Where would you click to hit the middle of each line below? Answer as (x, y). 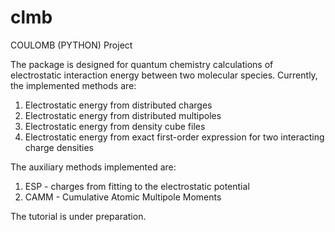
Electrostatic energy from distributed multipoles (123, 115)
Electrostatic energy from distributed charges (118, 105)
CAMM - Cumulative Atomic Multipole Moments (123, 197)
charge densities (59, 147)
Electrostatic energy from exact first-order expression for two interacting (174, 137)
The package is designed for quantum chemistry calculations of (142, 64)
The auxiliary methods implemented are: (93, 167)
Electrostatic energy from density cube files (115, 126)
